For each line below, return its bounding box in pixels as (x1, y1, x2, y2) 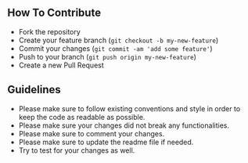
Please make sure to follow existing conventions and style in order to (18, 103, 241, 113)
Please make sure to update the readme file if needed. (18, 137, 194, 147)
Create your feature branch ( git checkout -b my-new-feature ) (18, 35, 219, 45)
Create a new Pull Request (18, 60, 105, 70)
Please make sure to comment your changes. (18, 129, 165, 138)
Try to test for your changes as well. (18, 145, 135, 155)
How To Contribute (7, 6, 102, 20)
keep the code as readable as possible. (18, 112, 146, 121)
